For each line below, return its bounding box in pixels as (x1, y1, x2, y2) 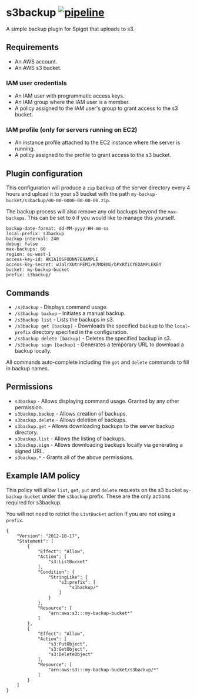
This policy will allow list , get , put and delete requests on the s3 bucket (6, 486, 182, 493)
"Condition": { (37, 569, 75, 575)
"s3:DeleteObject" (48, 651, 94, 657)
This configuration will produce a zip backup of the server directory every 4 (6, 184, 191, 191)
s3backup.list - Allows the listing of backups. (14, 435, 126, 442)
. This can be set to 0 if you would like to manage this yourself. (24, 215, 175, 222)
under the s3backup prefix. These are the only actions (42, 493, 171, 500)
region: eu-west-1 (6, 252, 51, 257)
